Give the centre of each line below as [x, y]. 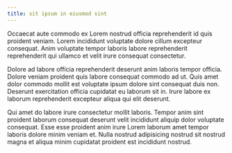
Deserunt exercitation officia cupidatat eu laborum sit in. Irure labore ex [109, 91]
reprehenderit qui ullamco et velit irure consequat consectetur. [97, 56]
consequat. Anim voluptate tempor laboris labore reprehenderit [97, 48]
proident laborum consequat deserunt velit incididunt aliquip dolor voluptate [116, 120]
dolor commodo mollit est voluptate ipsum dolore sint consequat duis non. [114, 83]
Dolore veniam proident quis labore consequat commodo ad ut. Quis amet [113, 76]
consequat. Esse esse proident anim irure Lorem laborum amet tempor [108, 127]
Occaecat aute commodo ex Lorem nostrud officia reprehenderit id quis [110, 33]
